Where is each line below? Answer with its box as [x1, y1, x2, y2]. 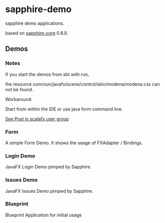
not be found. [5, 86, 34, 92]
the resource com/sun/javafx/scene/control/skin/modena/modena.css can [5, 81, 160, 87]
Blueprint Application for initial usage [5, 212, 82, 218]
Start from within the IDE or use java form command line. [5, 106, 123, 112]
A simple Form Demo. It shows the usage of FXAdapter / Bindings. [5, 140, 143, 146]
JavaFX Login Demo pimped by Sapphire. [5, 164, 92, 170]
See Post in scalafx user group [5, 116, 69, 122]
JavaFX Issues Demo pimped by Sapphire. [5, 188, 93, 194]
